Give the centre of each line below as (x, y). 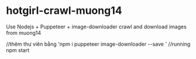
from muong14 (24, 32)
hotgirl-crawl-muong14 (64, 11)
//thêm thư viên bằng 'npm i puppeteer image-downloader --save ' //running (98, 44)
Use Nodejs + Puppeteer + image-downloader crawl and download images (97, 27)
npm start (18, 50)
